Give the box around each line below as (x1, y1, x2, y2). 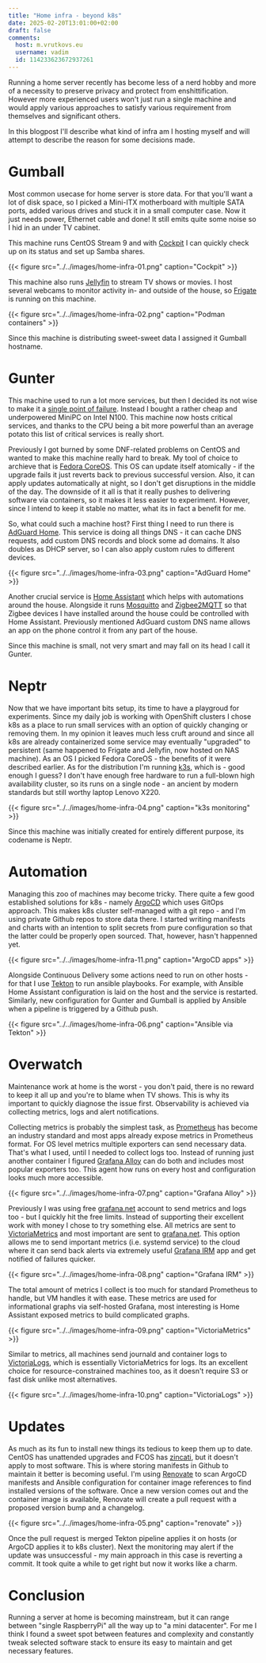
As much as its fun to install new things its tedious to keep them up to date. (8, 1443, 253, 1453)
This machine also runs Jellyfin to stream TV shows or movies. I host (8, 277, 233, 286)
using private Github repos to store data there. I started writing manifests (8, 914, 245, 923)
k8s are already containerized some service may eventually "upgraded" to (8, 736, 251, 746)
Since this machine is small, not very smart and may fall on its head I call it (8, 640, 251, 650)
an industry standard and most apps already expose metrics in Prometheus (8, 1130, 253, 1140)
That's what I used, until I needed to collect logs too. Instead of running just (8, 1147, 255, 1157)
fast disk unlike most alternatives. (8, 1374, 117, 1384)
